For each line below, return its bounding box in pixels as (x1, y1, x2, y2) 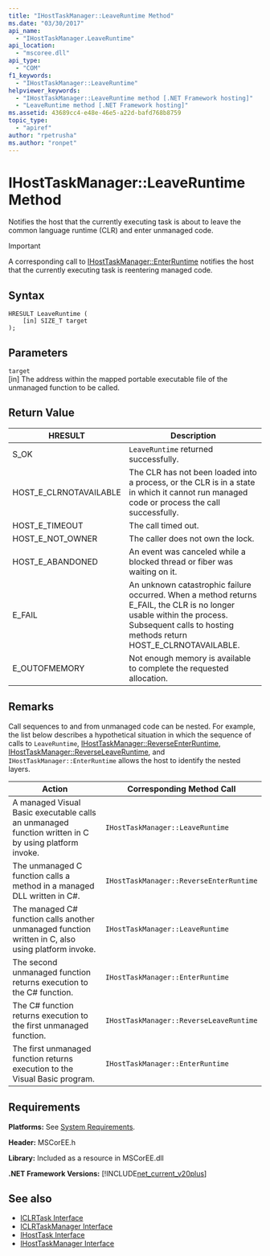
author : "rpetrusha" (8, 131, 78, 139)
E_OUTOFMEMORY (12, 663, 85, 674)
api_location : (8, 42, 56, 50)
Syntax (8, 289, 45, 302)
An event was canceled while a (129, 546, 247, 557)
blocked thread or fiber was (129, 556, 234, 567)
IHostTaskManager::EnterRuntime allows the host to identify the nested (8, 755, 241, 765)
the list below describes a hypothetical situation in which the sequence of (8, 729, 252, 740)
